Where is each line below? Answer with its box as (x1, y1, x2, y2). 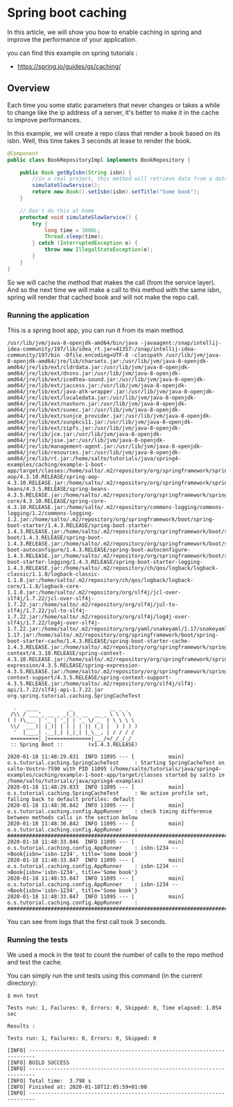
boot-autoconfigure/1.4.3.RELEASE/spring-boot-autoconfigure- (7, 546, 191, 553)
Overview (7, 82, 51, 95)
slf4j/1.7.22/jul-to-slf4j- (7, 607, 89, 614)
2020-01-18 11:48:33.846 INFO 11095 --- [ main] (7, 838, 185, 846)
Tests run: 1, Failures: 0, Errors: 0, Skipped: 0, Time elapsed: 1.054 (7, 1005, 222, 1012)
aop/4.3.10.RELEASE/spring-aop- (7, 473, 101, 480)
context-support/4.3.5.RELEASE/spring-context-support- (7, 674, 172, 681)
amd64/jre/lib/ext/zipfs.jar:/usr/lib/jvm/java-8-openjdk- (7, 424, 182, 432)
